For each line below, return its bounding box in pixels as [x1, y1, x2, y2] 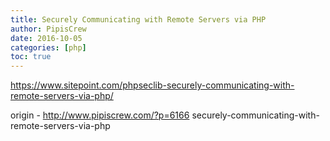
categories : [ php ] [10, 42, 87, 53]
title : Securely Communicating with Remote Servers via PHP [10, 14, 267, 25]
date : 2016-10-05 [10, 33, 83, 43]
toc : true [10, 52, 52, 62]
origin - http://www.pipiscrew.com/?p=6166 [10, 109, 190, 121]
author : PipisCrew [10, 24, 87, 34]
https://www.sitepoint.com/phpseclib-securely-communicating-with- [10, 79, 295, 91]
